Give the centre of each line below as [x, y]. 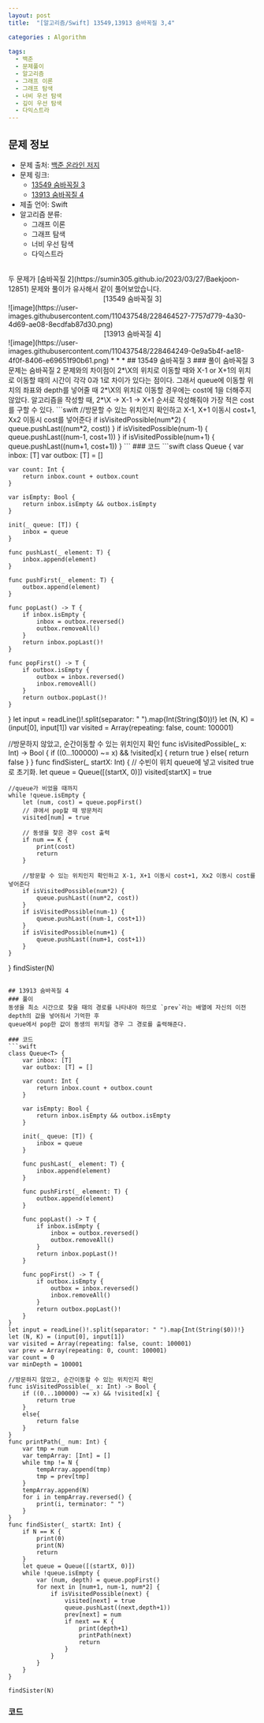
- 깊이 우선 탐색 [39, 103]
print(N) [51, 1545]
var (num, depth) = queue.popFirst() [98, 1580]
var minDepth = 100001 [45, 1364]
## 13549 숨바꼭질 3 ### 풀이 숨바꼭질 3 [191, 360]
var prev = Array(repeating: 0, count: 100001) [88, 1350]
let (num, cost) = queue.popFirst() [83, 802]
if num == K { [45, 839]
